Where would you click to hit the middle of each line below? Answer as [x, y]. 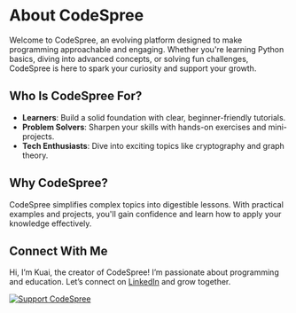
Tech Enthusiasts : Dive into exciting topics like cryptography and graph [153, 145]
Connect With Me [58, 250]
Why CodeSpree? [59, 183]
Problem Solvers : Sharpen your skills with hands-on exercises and [144, 127]
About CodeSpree [77, 16]
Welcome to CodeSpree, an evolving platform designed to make [126, 40]
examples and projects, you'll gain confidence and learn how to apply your [145, 214]
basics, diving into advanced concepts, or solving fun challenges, [129, 59]
